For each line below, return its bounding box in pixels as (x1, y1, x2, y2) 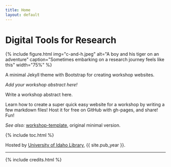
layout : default (5, 12, 40, 17)
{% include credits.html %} (5, 157, 62, 163)
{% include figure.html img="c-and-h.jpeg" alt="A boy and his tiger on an (5, 51, 159, 57)
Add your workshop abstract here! (5, 82, 78, 88)
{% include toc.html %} (5, 132, 54, 138)
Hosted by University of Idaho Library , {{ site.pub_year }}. (5, 142, 126, 148)
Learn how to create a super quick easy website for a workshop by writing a (5, 102, 165, 108)
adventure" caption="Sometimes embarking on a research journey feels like (5, 57, 164, 63)
